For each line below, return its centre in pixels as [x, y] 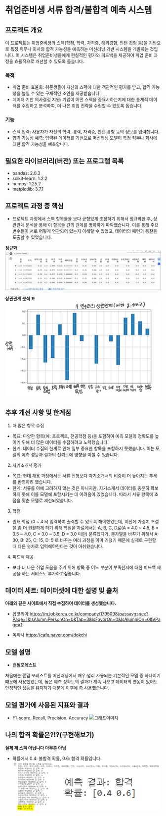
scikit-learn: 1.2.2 [30, 178]
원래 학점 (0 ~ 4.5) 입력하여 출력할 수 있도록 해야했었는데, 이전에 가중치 [81, 521]
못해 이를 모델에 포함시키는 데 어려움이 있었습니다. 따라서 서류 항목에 [87, 494]
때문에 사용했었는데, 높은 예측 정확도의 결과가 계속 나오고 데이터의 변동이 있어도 [82, 682]
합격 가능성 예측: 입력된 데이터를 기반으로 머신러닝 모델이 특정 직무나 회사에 [85, 138]
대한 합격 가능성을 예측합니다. [41, 144]
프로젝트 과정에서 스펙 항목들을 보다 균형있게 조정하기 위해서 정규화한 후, [82, 219]
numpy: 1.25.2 [26, 184]
